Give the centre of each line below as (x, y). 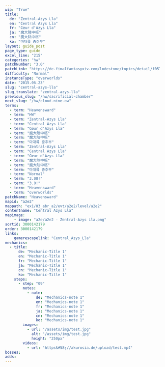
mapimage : (15, 215)
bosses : (13, 352)
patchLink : (16, 69)
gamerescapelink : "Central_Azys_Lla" (53, 238)
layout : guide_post (25, 46)
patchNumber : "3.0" (25, 64)
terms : (12, 106)
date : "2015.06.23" (25, 83)
